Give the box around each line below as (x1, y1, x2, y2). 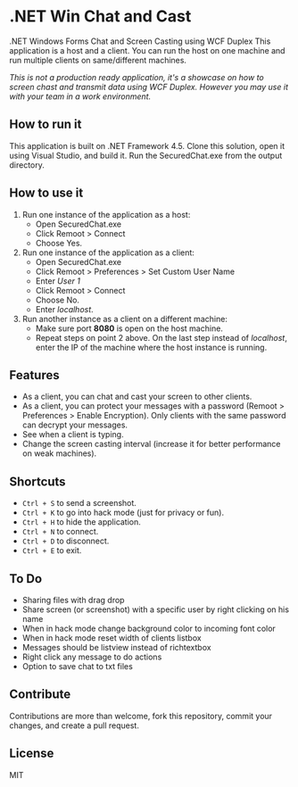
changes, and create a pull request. (9, 720, 140, 731)
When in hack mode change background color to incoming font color (21, 623, 277, 634)
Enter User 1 (35, 275, 80, 286)
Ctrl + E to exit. (21, 545, 82, 556)
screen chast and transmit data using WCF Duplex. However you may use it (9, 81, 288, 92)
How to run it (9, 117, 82, 132)
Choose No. (35, 294, 80, 305)
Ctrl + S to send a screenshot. (21, 498, 137, 509)
